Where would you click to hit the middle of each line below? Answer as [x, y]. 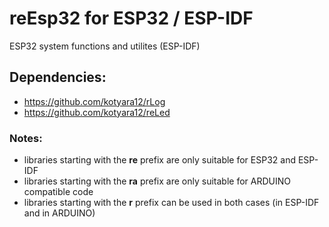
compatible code [58, 192]
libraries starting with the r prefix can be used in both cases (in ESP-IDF [171, 203]
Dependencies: [58, 77]
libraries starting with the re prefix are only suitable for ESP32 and [159, 160]
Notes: [26, 138]
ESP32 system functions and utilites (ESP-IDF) [105, 46]
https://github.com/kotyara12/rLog [94, 101]
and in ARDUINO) [59, 213]
